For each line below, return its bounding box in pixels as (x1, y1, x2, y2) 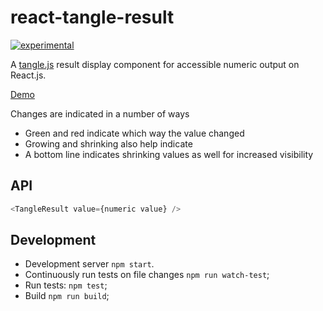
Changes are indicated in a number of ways (10, 107, 190, 120)
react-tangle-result (10, 6, 175, 29)
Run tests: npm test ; (24, 279, 108, 291)
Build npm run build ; (24, 290, 110, 302)
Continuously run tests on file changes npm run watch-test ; (24, 269, 270, 281)
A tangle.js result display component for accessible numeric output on (10, 58, 300, 70)
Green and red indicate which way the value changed (24, 127, 245, 139)
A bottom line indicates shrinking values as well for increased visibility (24, 148, 314, 160)
